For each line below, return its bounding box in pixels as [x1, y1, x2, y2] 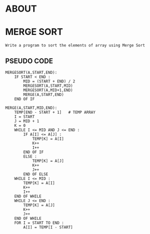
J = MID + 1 [14, 118, 39, 124]
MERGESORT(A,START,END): [5, 70, 57, 75]
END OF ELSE [23, 171, 49, 177]
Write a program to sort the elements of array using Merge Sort [5, 43, 145, 48]
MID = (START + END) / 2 [23, 79, 76, 84]
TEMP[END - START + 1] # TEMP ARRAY [14, 110, 96, 115]
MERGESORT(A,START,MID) [23, 83, 73, 88]
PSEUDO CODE [5, 57, 53, 65]
